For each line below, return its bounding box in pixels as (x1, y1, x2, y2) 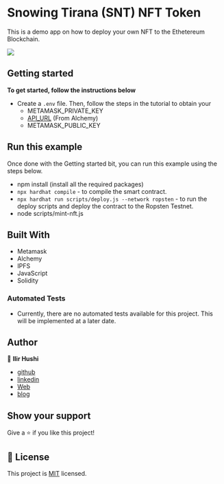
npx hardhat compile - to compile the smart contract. (16, 187, 167, 195)
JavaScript (16, 269, 48, 278)
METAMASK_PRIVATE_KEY (27, 107, 104, 115)
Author (7, 337, 38, 349)
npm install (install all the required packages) (16, 180, 144, 188)
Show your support (7, 410, 91, 421)
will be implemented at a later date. (16, 316, 116, 324)
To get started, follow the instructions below (7, 86, 136, 94)
